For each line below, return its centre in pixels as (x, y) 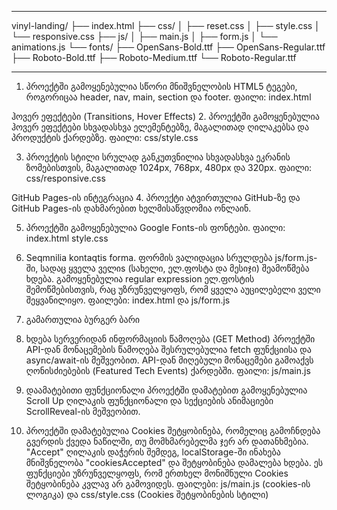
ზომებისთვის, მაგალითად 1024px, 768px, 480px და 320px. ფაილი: (169, 167)
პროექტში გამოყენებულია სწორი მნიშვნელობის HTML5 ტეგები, (161, 86)
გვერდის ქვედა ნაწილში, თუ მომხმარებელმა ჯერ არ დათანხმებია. (167, 441)
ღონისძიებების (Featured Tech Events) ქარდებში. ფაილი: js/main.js (168, 370)
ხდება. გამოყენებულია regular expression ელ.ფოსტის (140, 279)
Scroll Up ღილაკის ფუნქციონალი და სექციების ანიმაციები (149, 400)
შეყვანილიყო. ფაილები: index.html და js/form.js (128, 300)
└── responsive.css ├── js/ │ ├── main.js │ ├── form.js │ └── (144, 36)
